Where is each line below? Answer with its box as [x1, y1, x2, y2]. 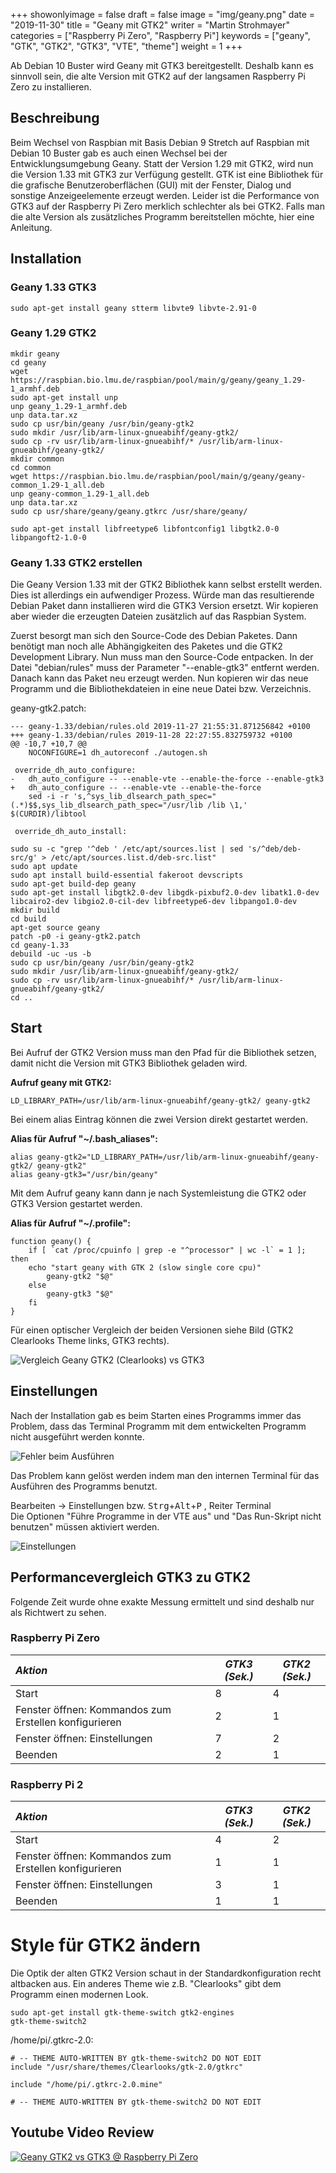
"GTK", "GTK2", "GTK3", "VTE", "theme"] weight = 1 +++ [10, 40, 243, 52]
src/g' [10, 853, 38, 863]
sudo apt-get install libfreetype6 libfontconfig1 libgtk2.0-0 [10, 524, 280, 534]
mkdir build [10, 905, 60, 916]
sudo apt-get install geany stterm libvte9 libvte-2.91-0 [10, 303, 257, 313]
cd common [10, 462, 52, 473]
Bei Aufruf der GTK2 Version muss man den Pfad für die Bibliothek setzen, [10, 1046, 317, 1058]
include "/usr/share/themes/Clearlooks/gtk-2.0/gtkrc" [10, 2062, 244, 2073]
